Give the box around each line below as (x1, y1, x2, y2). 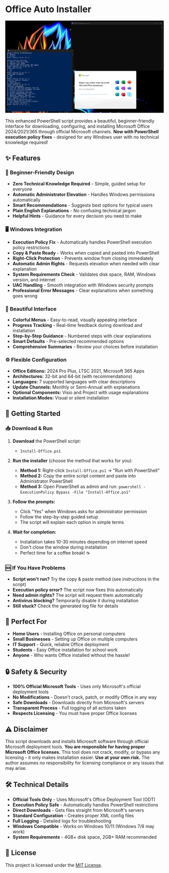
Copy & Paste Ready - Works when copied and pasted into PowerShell (12, 250, 159, 256)
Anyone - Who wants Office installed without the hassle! (12, 652, 130, 658)
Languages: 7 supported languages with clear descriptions (12, 378, 136, 384)
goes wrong (12, 293, 38, 299)
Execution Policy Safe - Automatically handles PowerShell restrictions (12, 802, 158, 808)
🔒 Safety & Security (5, 667, 67, 676)
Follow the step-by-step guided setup (20, 514, 99, 520)
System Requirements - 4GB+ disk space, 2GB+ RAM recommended (12, 834, 157, 840)
